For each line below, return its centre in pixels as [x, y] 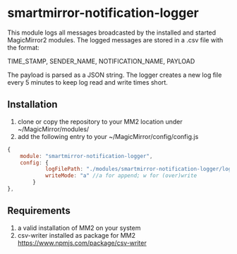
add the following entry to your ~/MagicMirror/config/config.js [108, 136]
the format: [24, 47]
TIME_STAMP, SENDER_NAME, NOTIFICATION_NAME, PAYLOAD [101, 61]
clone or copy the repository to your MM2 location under [100, 121]
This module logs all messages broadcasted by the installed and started [112, 32]
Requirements [39, 211]
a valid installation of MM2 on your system [79, 228]
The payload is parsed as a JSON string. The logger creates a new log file [115, 75]
